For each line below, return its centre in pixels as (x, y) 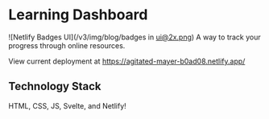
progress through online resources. (67, 45)
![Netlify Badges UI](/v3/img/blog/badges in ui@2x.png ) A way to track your (135, 37)
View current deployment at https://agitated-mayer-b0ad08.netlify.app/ (127, 61)
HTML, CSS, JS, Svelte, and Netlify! (67, 105)
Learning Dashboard (78, 15)
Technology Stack (55, 86)
